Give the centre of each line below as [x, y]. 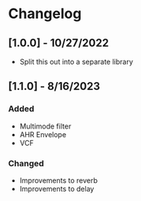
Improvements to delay [57, 188]
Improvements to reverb [59, 180]
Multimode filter [45, 126]
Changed [26, 163]
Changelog [45, 14]
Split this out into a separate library [76, 61]
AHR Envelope [43, 134]
